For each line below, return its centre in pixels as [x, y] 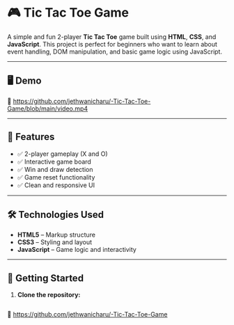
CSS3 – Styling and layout [55, 242]
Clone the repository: [49, 295]
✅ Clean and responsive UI [56, 185]
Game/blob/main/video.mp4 [48, 109]
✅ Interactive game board [54, 161]
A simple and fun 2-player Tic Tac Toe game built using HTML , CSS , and [112, 37]
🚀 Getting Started [46, 278]
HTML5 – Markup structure [56, 235]
